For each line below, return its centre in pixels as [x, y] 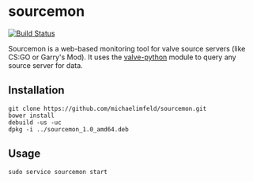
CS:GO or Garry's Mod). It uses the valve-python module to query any [122, 57]
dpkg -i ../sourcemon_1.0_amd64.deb [68, 129]
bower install [32, 116]
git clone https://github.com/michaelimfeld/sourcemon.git [108, 108]
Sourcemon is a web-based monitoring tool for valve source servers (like [127, 48]
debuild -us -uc [35, 122]
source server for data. [45, 65]
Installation [36, 91]
